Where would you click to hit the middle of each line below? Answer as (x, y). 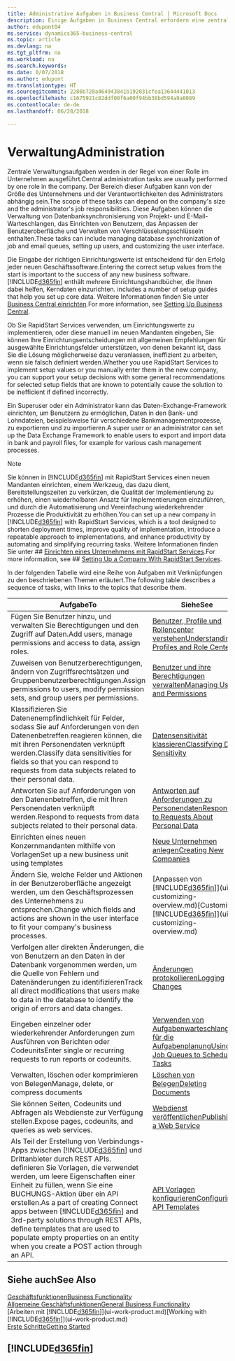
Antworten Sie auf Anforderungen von (73, 790)
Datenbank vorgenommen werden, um (74, 964)
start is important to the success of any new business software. (99, 274)
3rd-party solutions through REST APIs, (76, 1220)
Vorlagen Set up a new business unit (70, 854)
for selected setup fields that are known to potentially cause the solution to (115, 384)
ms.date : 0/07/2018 (36, 72)
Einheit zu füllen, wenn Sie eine (62, 1185)
